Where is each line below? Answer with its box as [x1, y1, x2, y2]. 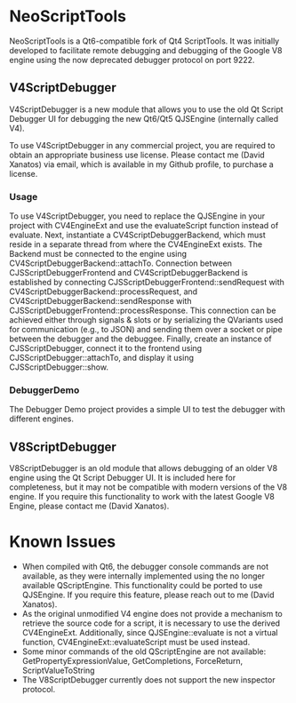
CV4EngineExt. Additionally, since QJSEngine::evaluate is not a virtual [21, 627, 278, 638]
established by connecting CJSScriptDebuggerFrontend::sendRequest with [9, 277, 284, 288]
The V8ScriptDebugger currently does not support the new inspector [21, 675, 276, 685]
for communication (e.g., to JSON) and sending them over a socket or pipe [9, 324, 283, 335]
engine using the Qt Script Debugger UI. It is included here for [9, 473, 236, 483]
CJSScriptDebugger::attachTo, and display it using [9, 353, 194, 363]
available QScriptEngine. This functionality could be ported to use [21, 580, 263, 591]
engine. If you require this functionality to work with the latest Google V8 [9, 491, 276, 502]
